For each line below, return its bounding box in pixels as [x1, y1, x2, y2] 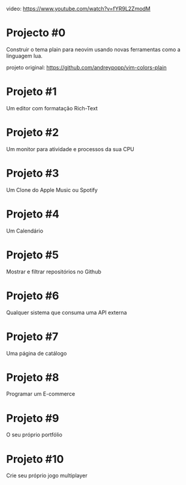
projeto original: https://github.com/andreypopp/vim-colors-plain [6, 64, 167, 71]
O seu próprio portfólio [6, 431, 63, 438]
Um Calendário [6, 227, 44, 234]
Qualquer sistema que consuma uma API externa [6, 309, 127, 316]
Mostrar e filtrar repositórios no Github [6, 268, 101, 275]
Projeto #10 [6, 452, 64, 466]
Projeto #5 [6, 248, 59, 261]
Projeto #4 [6, 207, 60, 221]
